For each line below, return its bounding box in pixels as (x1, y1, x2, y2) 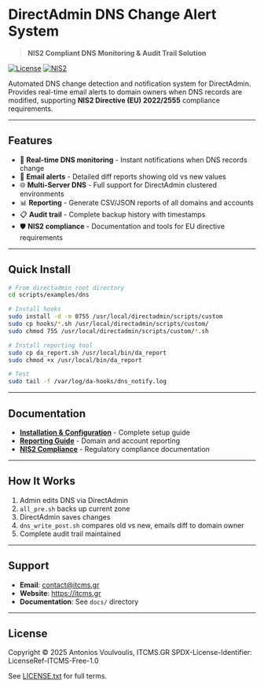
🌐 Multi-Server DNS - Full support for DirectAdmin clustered (19, 179, 218, 190)
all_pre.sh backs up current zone (19, 504, 130, 513)
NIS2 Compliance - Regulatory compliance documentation (19, 445, 211, 453)
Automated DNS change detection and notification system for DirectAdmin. (8, 79, 251, 88)
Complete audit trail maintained (19, 529, 122, 538)
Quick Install (8, 263, 71, 276)
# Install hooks (8, 305, 61, 313)
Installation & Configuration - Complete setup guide (19, 427, 190, 437)
